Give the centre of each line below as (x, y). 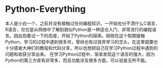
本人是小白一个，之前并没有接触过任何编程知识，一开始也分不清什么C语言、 (82, 23)
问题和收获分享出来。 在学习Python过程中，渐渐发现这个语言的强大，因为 (80, 54)
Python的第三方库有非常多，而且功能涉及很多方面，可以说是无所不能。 (77, 60)
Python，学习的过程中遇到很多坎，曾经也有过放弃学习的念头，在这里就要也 (81, 42)
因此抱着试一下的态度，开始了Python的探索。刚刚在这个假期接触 (79, 35)
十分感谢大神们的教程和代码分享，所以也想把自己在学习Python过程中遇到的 (81, 48)
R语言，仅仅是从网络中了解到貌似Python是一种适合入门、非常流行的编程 (79, 29)
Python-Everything (45, 9)
